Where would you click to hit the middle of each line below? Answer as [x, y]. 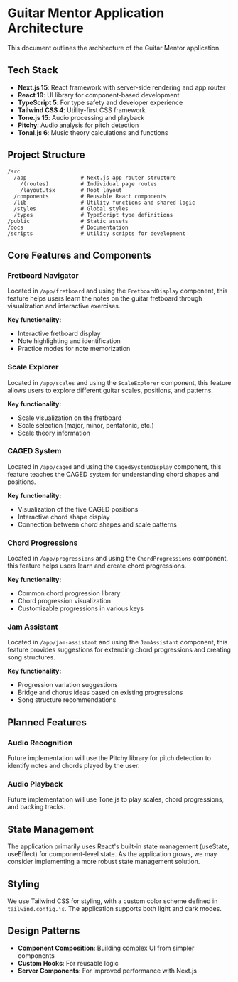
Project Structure [46, 155]
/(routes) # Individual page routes [89, 184]
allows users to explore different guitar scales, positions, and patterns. [110, 390]
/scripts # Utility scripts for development [97, 233]
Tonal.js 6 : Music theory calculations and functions [93, 132]
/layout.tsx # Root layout [71, 190]
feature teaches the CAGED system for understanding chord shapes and [113, 474]
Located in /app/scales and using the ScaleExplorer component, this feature [119, 382]
